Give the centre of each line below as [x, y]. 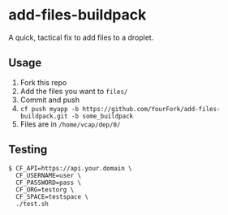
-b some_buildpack [103, 116]
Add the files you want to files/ [74, 91]
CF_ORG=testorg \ [45, 189]
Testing [28, 150]
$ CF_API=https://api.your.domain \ [70, 168]
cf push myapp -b [49, 109]
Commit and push [50, 100]
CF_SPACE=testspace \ [52, 196]
